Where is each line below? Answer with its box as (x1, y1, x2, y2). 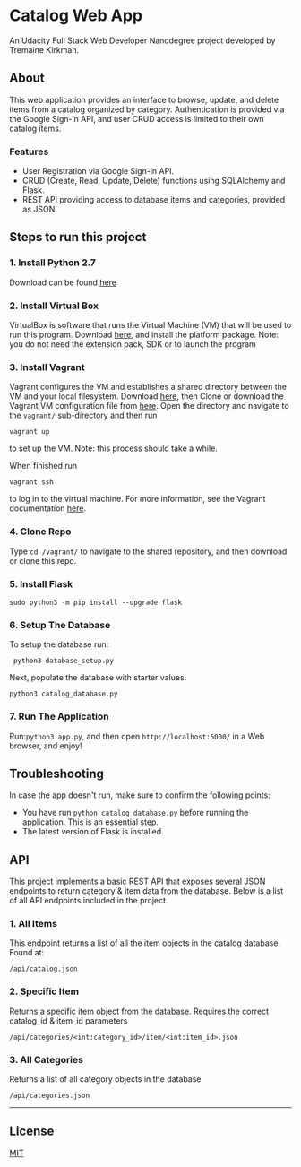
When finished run (9, 461, 78, 471)
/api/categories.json (9, 1091, 90, 1101)
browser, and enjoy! (9, 740, 82, 751)
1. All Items (9, 918, 58, 930)
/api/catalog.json (9, 964, 78, 973)
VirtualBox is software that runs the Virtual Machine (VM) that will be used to (9, 320, 292, 331)
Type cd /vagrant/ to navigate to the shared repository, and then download (9, 546, 288, 557)
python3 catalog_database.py (9, 689, 118, 699)
